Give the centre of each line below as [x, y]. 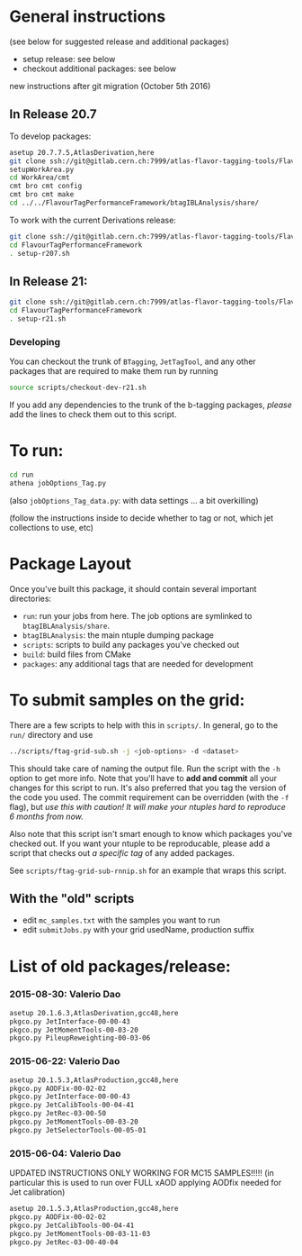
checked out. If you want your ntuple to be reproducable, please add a [140, 843]
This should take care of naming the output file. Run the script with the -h [145, 769]
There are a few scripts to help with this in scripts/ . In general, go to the [144, 725]
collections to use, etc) [52, 527]
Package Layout [71, 564]
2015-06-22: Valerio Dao [65, 1061]
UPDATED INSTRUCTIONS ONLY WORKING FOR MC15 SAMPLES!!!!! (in [142, 1173]
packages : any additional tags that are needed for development [138, 663]
